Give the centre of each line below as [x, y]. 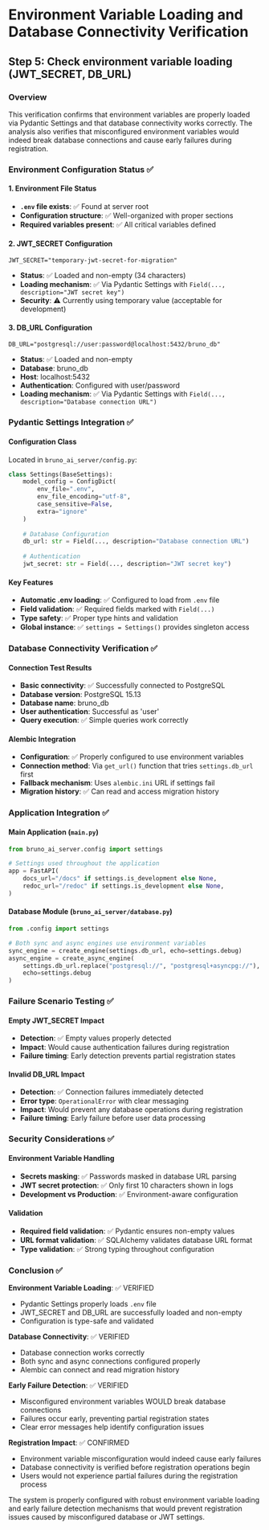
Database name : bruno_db [65, 703]
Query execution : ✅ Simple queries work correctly [104, 720]
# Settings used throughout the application [84, 863]
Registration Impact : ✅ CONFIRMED [69, 1443]
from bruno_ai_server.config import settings [86, 849]
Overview [28, 96]
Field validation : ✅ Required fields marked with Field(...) [117, 609]
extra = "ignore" [63, 511]
